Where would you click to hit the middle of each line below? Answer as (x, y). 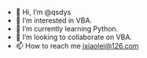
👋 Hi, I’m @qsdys (43, 12)
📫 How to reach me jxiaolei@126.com (77, 46)
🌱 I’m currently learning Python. (67, 29)
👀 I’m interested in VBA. (54, 20)
